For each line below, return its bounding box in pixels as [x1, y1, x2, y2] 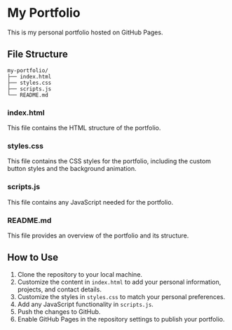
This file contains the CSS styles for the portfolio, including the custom [7, 157, 212, 165]
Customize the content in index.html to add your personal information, [17, 277, 221, 286]
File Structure [7, 48, 68, 60]
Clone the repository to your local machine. [17, 270, 142, 278]
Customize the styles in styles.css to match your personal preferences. [17, 292, 226, 301]
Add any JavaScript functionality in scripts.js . [17, 300, 154, 308]
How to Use [7, 252, 59, 263]
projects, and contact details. [17, 285, 102, 294]
